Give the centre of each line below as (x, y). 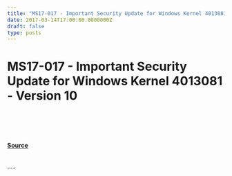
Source (18, 145)
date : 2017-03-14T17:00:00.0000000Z (60, 20)
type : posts (24, 33)
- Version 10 (42, 96)
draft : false (26, 26)
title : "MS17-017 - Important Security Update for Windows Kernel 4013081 (117, 13)
